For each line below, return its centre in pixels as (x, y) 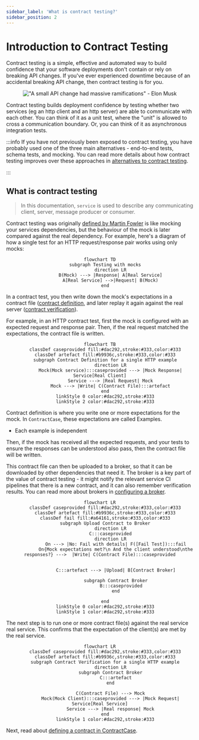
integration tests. (27, 130)
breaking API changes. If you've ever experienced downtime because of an (98, 76)
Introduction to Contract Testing (87, 47)
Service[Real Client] (100, 376)
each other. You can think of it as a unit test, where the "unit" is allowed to (97, 118)
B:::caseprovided (121, 586)
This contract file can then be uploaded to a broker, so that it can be (89, 466)
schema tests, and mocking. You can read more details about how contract (98, 155)
